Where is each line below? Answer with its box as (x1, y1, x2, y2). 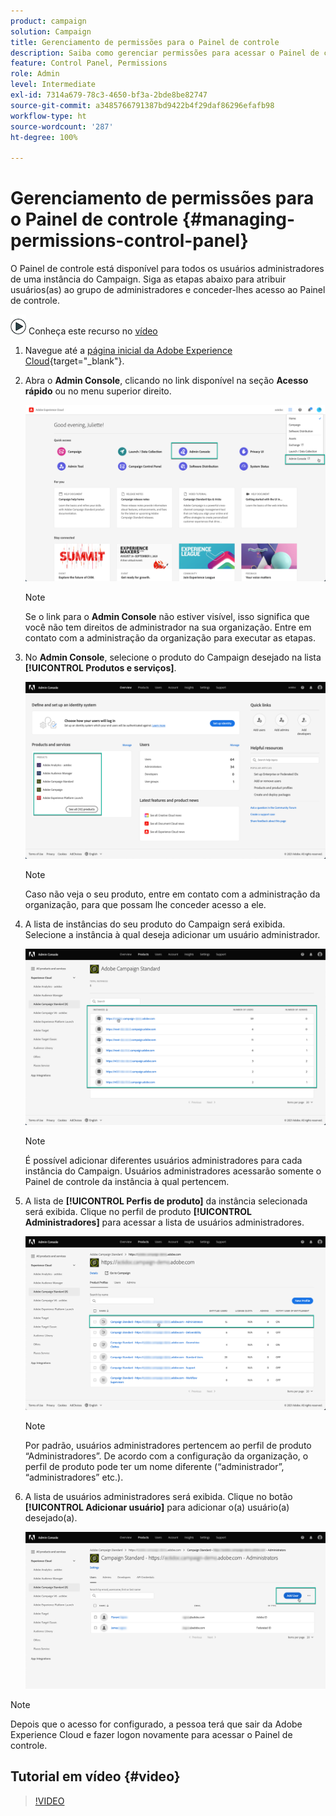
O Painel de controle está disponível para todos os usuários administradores (10, 263, 325, 275)
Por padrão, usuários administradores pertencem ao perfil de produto (24, 1440, 312, 1452)
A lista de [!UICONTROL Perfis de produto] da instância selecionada (24, 1195, 308, 1207)
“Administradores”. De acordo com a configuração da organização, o (24, 1450, 309, 1462)
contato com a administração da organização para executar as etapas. (24, 632, 316, 644)
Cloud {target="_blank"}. (24, 355, 125, 367)
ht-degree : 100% (10, 132, 78, 142)
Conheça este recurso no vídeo (28, 325, 158, 337)
